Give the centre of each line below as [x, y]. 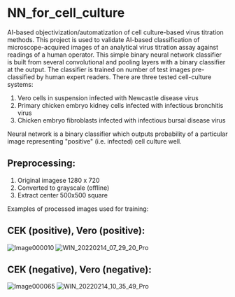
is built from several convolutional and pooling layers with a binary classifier [116, 62]
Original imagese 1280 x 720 [58, 180]
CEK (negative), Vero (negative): [79, 269]
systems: [20, 84]
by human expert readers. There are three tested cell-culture [124, 77]
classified [21, 77]
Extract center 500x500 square [63, 195]
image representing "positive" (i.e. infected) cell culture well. [94, 141]
